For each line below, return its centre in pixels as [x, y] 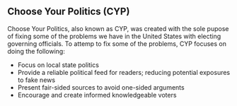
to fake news [36, 80]
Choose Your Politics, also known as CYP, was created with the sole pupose [118, 28]
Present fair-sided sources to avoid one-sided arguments [101, 87]
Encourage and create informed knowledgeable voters [97, 95]
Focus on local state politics [58, 65]
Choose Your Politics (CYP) [69, 12]
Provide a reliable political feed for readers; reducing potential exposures [124, 72]
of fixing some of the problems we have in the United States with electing [114, 36]
